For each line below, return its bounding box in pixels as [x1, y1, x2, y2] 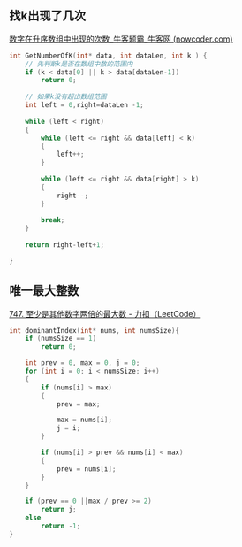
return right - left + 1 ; [25, 240, 104, 250]
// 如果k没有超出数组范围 [25, 92, 108, 102]
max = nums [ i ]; [56, 415, 113, 425]
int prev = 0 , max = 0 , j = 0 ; [25, 358, 140, 367]
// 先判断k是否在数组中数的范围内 [25, 59, 133, 68]
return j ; [41, 505, 77, 514]
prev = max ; [56, 399, 101, 409]
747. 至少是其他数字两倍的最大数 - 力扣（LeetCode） [9, 308, 201, 319]
